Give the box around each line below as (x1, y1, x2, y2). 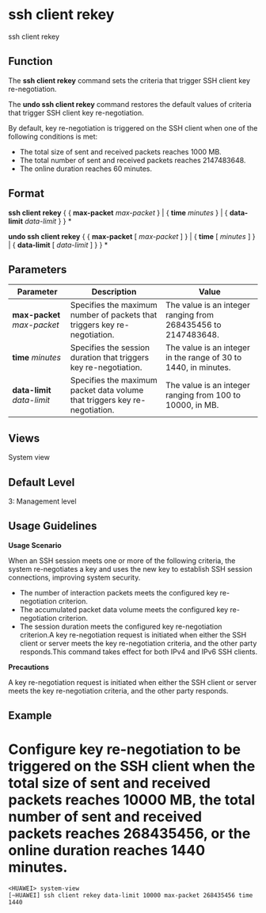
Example (8, 709, 52, 722)
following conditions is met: (8, 131, 98, 141)
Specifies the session (70, 342, 150, 353)
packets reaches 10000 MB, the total (8, 791, 256, 809)
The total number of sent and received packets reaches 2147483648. (19, 155, 246, 165)
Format (8, 187, 45, 200)
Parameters (8, 263, 67, 276)
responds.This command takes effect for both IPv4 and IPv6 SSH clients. (19, 647, 258, 656)
